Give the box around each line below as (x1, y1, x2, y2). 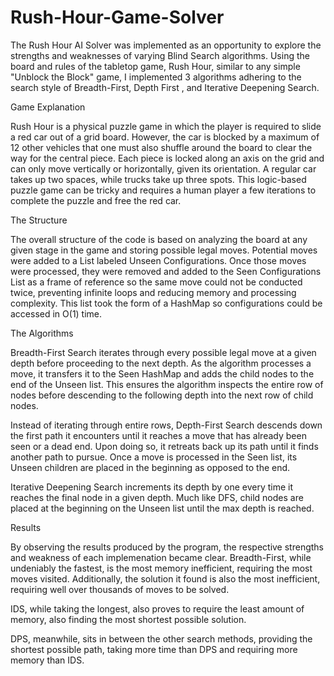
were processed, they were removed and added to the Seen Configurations (10, 265, 322, 277)
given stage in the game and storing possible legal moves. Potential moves (10, 244, 318, 256)
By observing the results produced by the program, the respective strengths (10, 541, 324, 553)
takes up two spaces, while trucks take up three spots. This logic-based (10, 173, 307, 185)
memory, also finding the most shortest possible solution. (10, 613, 247, 625)
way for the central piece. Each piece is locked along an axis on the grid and (10, 152, 325, 164)
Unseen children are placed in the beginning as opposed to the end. (10, 461, 291, 473)
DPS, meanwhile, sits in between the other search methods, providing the (10, 632, 313, 645)
